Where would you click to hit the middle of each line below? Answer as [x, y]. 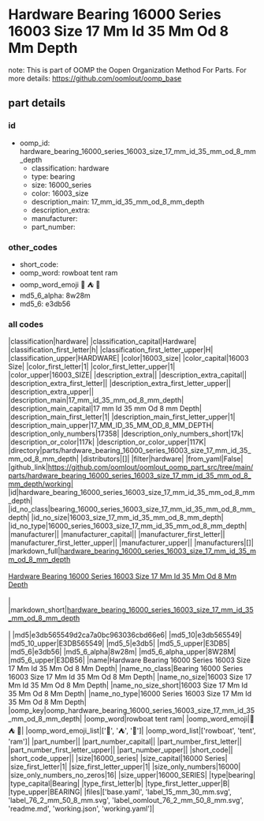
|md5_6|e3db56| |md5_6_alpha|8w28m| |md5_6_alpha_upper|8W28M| [122, 652]
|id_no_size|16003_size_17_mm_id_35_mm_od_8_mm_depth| [127, 518]
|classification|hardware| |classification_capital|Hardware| [102, 342]
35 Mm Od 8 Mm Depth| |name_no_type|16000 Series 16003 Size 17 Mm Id [130, 694]
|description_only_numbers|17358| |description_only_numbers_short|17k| [126, 434]
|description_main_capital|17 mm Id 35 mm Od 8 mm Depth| [105, 409]
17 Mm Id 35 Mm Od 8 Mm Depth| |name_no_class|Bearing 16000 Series [126, 669]
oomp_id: [35, 143]
